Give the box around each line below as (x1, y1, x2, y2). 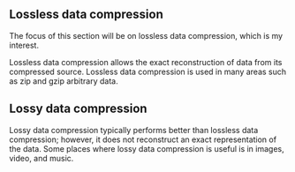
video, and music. (9, 153, 74, 163)
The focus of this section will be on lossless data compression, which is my (9, 30, 284, 41)
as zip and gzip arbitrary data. (9, 75, 118, 86)
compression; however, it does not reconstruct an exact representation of (9, 134, 276, 145)
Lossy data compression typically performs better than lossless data (9, 124, 259, 135)
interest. (9, 40, 40, 50)
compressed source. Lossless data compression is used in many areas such (9, 66, 287, 77)
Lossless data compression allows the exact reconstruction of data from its (9, 56, 283, 67)
